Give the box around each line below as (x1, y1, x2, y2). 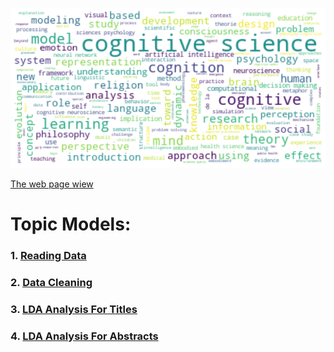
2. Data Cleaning (10, 276, 93, 290)
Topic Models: (10, 213, 132, 236)
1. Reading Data (10, 249, 87, 263)
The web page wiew (10, 178, 94, 190)
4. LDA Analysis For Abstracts (10, 329, 159, 343)
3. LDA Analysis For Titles (10, 303, 138, 317)
